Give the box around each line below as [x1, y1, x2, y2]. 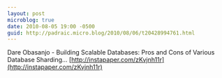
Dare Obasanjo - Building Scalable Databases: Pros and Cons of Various [7, 48, 215, 57]
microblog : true [7, 17, 54, 23]
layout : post [7, 10, 45, 17]
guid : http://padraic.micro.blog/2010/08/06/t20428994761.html [7, 29, 195, 37]
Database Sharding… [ [7, 56, 72, 64]
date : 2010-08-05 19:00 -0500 [7, 23, 96, 30]
